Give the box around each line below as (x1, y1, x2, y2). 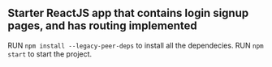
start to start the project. (7, 48, 93, 59)
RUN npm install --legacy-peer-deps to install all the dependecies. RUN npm (7, 40, 265, 50)
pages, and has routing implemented (7, 19, 197, 33)
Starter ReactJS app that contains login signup (7, 6, 249, 20)
